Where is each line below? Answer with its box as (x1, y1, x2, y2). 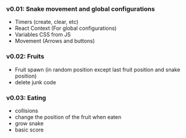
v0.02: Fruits (6, 53, 45, 61)
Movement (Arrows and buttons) (14, 38, 95, 45)
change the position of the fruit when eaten (14, 113, 122, 121)
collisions (14, 107, 39, 114)
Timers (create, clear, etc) (14, 19, 79, 26)
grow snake (14, 119, 44, 127)
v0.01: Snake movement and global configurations (6, 5, 155, 13)
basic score (14, 126, 44, 133)
